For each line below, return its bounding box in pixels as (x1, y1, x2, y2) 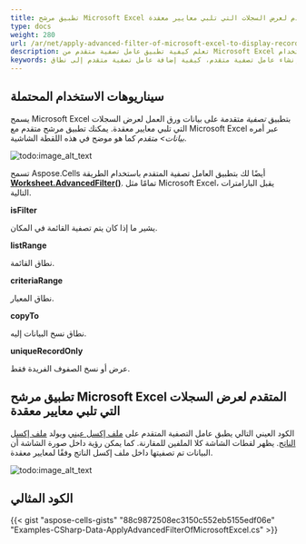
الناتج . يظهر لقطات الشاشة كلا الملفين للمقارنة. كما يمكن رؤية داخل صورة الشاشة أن (10, 437, 296, 448)
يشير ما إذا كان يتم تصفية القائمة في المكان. (10, 222, 158, 232)
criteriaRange (10, 274, 63, 286)
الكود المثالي (10, 491, 74, 507)
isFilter (10, 204, 37, 215)
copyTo (10, 310, 40, 321)
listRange (10, 240, 47, 251)
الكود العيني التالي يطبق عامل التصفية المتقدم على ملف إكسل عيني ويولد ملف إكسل (10, 428, 295, 439)
